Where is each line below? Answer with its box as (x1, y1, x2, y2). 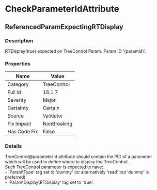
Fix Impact (7, 120, 31, 127)
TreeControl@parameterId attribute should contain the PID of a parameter (5, 154, 153, 159)
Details (5, 143, 22, 150)
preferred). (5, 174, 27, 180)
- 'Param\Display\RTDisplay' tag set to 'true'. (5, 179, 94, 185)
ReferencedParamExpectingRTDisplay (5, 23, 124, 31)
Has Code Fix (7, 128, 38, 135)
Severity (7, 97, 27, 104)
